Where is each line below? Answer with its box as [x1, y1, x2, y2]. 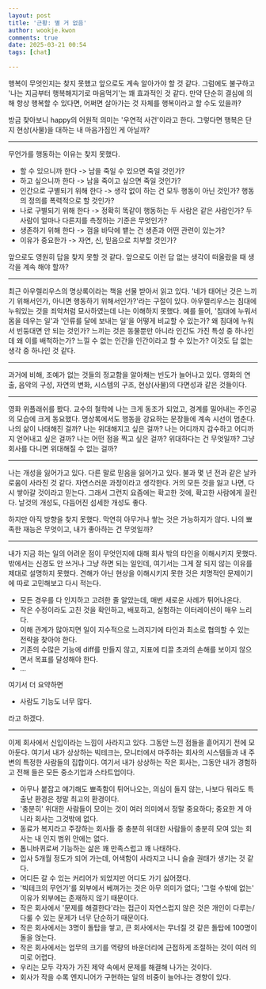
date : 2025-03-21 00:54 [8, 41, 87, 49]
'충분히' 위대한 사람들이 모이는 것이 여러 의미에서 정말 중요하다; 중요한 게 [19, 804, 244, 813]
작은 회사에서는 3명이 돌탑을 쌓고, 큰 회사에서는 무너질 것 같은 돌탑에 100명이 [19, 922, 257, 932]
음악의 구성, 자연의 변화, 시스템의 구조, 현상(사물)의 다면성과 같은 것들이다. [18, 379, 247, 389]
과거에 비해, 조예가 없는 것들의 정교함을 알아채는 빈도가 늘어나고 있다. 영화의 [8, 370, 243, 379]
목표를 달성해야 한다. [34, 654, 99, 664]
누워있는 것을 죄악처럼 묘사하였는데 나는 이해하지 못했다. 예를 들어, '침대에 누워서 [8, 306, 257, 315]
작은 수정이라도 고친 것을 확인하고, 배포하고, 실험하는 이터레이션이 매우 [19, 605, 237, 614]
